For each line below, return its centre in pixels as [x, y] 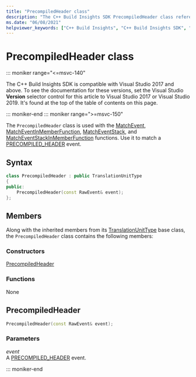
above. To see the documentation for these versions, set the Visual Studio [95, 91]
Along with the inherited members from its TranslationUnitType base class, [96, 230]
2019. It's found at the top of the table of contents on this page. [82, 103]
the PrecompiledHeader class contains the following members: [80, 236]
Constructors [25, 251]
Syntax [19, 162]
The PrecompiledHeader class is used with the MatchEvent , [76, 126]
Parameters [23, 338]
